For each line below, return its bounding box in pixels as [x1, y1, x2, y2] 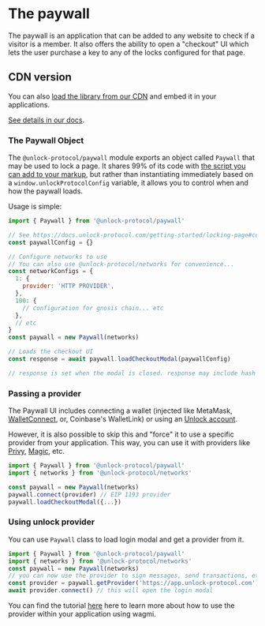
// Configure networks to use [8, 253, 108, 261]
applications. [8, 99, 50, 109]
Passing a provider [8, 388, 81, 399]
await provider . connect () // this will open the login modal [8, 587, 214, 594]
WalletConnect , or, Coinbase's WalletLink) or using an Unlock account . [8, 414, 238, 424]
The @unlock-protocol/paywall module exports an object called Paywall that [8, 153, 255, 163]
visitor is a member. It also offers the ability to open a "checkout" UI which [8, 39, 249, 48]
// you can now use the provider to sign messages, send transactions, [8, 572, 248, 580]
